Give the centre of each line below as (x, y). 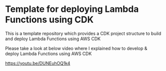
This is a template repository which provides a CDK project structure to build (83, 33)
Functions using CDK (50, 20)
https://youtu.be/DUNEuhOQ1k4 (38, 63)
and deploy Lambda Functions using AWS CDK (53, 39)
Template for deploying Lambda (72, 9)
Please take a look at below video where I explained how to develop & (76, 48)
